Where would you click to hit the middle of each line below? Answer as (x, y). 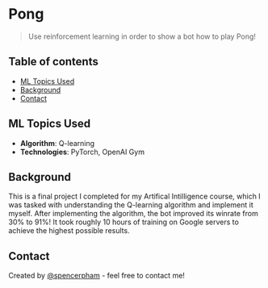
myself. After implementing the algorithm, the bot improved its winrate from (133, 214)
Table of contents (53, 62)
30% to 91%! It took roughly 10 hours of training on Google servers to (124, 222)
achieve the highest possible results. (69, 231)
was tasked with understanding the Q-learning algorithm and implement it (131, 205)
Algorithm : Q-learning (57, 143)
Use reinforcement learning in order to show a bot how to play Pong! (142, 36)
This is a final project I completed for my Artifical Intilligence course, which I (134, 196)
